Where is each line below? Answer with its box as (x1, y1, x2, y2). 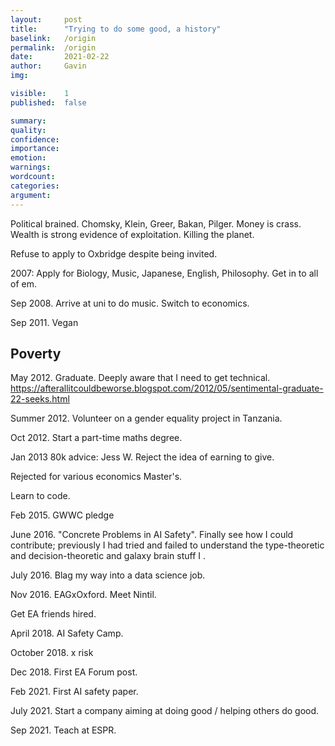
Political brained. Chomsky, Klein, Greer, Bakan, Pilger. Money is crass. (10, 217, 302, 230)
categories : (10, 181, 60, 191)
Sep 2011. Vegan (10, 316, 79, 328)
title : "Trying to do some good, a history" (10, 24, 222, 34)
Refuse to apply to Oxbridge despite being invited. (10, 247, 218, 260)
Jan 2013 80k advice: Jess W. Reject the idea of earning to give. (10, 451, 275, 463)
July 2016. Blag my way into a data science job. (10, 569, 206, 581)
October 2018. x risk (10, 647, 94, 659)
